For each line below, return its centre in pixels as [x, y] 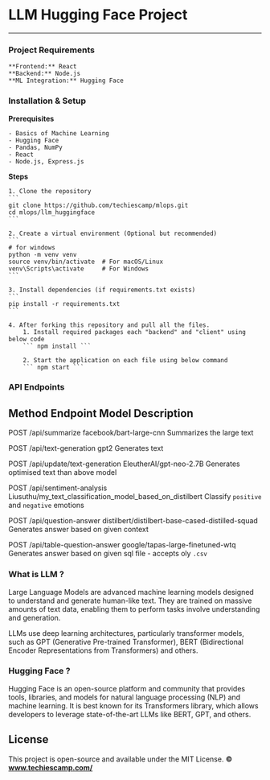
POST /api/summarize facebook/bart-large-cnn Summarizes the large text [131, 433]
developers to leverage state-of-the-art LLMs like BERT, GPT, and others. [130, 714]
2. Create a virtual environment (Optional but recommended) [113, 233]
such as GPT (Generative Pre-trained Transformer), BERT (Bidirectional [126, 642]
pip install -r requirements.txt [64, 303]
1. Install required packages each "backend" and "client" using [135, 332]
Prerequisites [31, 118]
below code [27, 339]
